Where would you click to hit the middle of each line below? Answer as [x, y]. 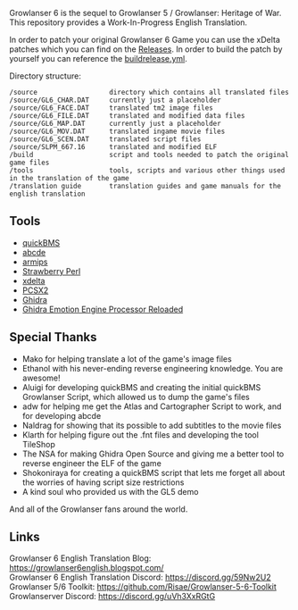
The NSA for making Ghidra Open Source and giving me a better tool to [153, 454]
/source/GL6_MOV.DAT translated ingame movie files [117, 131]
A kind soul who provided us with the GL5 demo [110, 491]
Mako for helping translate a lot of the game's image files [127, 359]
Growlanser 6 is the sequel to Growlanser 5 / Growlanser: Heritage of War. [145, 13]
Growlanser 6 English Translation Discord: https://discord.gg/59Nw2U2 [140, 577]
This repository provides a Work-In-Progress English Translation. [128, 22]
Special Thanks [53, 337]
